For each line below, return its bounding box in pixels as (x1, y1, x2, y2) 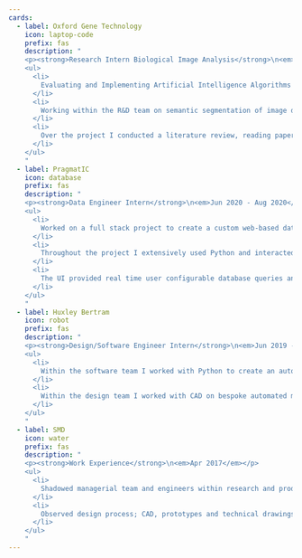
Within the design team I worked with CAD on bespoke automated (41, 392, 288, 401)
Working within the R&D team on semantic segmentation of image (41, 106, 288, 115)
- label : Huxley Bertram (16, 307, 110, 317)
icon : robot (24, 316, 69, 326)
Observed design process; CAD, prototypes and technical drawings (41, 509, 296, 518)
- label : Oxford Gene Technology (16, 22, 142, 31)
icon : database (24, 173, 82, 182)
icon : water (24, 433, 69, 443)
